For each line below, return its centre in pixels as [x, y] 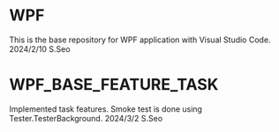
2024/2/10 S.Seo [40, 48]
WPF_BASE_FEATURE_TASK [114, 85]
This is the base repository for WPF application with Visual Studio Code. [140, 40]
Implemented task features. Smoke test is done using [106, 109]
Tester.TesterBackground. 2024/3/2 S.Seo [86, 118]
